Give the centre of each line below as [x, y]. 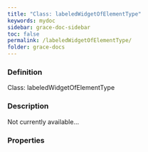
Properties [26, 140]
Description [28, 106]
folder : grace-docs [36, 47]
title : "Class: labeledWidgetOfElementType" [74, 14]
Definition [25, 72]
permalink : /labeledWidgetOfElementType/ [70, 41]
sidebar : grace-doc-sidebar [49, 27]
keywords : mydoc [31, 21]
